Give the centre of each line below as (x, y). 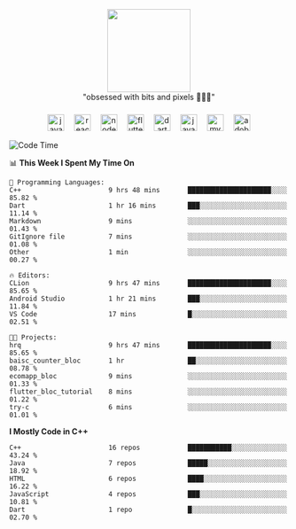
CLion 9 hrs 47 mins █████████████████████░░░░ (148, 283)
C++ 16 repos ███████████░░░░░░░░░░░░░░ (148, 447)
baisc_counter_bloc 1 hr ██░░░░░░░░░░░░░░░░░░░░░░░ (148, 361)
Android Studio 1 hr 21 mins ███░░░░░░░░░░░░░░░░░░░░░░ (148, 299)
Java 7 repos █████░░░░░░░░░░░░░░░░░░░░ (148, 463)
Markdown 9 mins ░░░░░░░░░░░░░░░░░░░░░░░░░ (148, 221)
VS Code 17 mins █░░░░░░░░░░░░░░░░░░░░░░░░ (148, 314)
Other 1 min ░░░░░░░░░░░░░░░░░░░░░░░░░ (148, 252)
